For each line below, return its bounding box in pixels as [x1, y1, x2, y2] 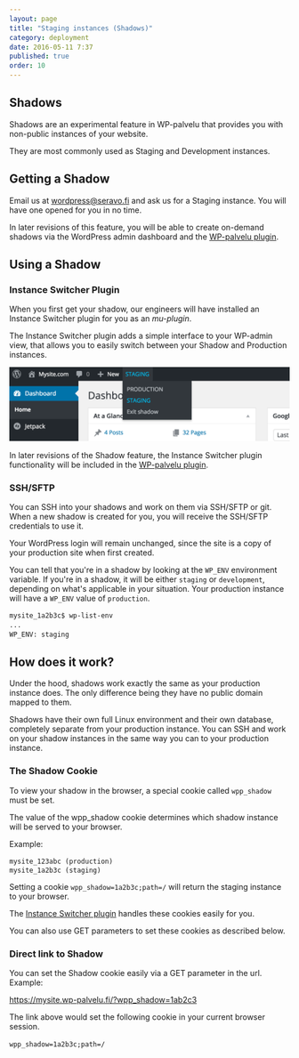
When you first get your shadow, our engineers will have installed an [9, 303, 260, 315]
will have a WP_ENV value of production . [9, 593, 150, 603]
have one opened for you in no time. [9, 205, 142, 215]
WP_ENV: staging [9, 630, 69, 639]
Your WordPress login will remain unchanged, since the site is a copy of [9, 538, 271, 548]
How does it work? [9, 655, 115, 670]
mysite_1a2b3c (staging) [9, 866, 101, 875]
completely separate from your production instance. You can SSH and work [9, 723, 287, 734]
